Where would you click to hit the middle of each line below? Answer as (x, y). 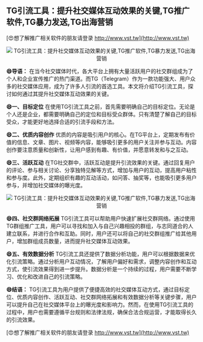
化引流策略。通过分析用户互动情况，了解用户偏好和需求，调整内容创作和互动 (101, 261)
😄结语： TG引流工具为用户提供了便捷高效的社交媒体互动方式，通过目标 (95, 289)
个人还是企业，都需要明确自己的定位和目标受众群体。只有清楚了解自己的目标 (101, 114)
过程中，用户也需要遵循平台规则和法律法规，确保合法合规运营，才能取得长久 (101, 312)
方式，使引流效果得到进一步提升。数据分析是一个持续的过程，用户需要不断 (99, 269)
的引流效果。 (22, 320)
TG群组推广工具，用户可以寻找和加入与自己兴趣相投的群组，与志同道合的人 (100, 226)
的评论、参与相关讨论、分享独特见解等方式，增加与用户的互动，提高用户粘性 (101, 170)
